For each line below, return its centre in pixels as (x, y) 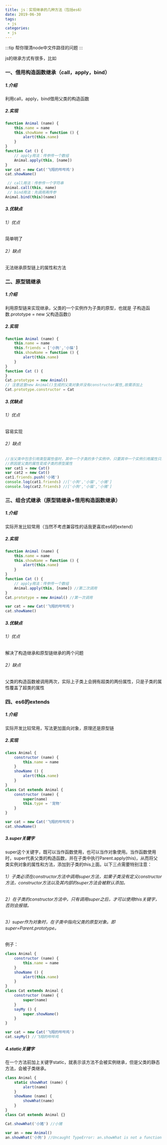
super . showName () (41, 1014)
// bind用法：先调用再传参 (32, 193)
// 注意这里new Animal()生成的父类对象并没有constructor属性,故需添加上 (74, 385)
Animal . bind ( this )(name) (31, 197)
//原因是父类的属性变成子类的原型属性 (39, 463)
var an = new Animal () (29, 1133)
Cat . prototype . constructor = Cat (40, 390)
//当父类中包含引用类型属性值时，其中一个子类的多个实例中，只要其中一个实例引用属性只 (83, 459)
